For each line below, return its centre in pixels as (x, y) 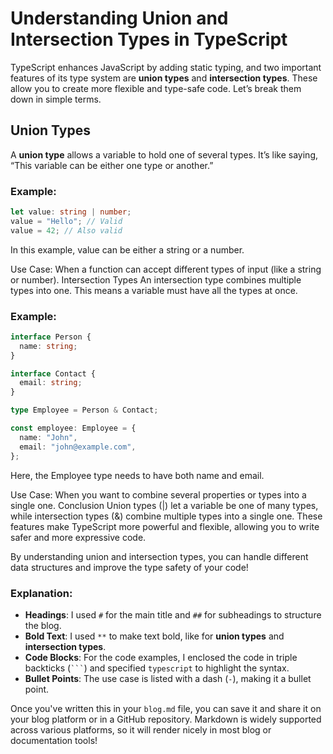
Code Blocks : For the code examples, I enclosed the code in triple (161, 657)
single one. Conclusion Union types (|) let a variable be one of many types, (164, 505)
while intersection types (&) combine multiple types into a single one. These (166, 516)
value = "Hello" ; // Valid (66, 221)
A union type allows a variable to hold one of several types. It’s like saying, (164, 154)
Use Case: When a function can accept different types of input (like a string (166, 269)
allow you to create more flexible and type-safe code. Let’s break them (156, 88)
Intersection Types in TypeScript (149, 39)
